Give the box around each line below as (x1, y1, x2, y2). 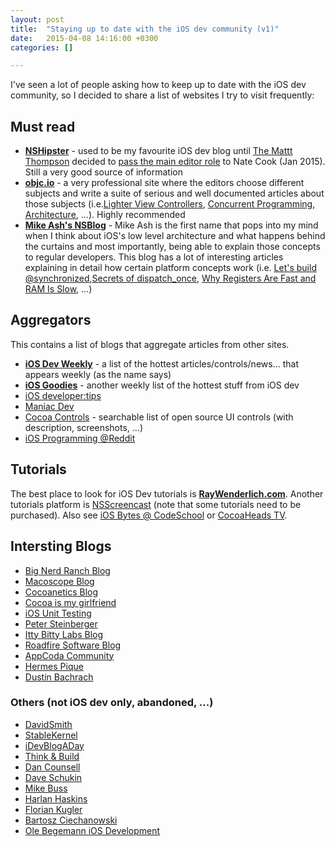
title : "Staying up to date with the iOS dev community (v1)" (10, 24, 280, 34)
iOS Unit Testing (24, 607, 92, 619)
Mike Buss (24, 782, 68, 794)
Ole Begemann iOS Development (24, 824, 161, 836)
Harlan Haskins (24, 792, 88, 805)
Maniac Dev (24, 400, 75, 412)
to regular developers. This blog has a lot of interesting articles (24, 251, 284, 263)
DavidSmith (24, 718, 73, 730)
